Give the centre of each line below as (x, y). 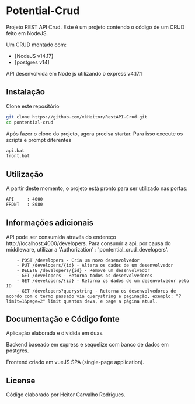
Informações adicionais (50, 223)
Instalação (26, 92)
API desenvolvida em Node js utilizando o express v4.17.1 (74, 73)
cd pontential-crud (30, 122)
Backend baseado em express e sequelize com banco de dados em (88, 345)
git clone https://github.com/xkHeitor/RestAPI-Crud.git (77, 117)
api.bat (15, 151)
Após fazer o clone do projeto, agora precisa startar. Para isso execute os (95, 134)
